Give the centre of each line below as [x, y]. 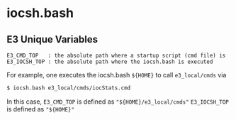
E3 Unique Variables [52, 39]
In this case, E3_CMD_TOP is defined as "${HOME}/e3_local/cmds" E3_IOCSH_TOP [118, 102]
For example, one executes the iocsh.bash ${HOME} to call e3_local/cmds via [117, 75]
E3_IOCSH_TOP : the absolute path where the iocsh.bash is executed [110, 62]
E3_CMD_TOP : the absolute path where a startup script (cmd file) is [116, 55]
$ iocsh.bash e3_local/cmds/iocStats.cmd [69, 88]
